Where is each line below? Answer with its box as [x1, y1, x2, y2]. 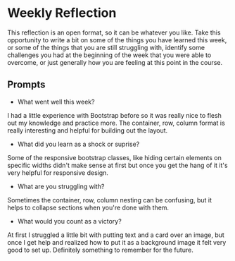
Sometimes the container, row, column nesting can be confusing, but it [7, 195, 212, 204]
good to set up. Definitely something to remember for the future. [7, 245, 193, 254]
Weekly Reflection [7, 5, 117, 21]
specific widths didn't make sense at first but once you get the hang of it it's [7, 161, 228, 169]
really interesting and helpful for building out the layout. [7, 126, 168, 135]
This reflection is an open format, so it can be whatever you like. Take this [7, 28, 221, 37]
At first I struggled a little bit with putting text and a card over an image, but [7, 231, 225, 239]
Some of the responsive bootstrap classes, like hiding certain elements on [7, 153, 222, 162]
